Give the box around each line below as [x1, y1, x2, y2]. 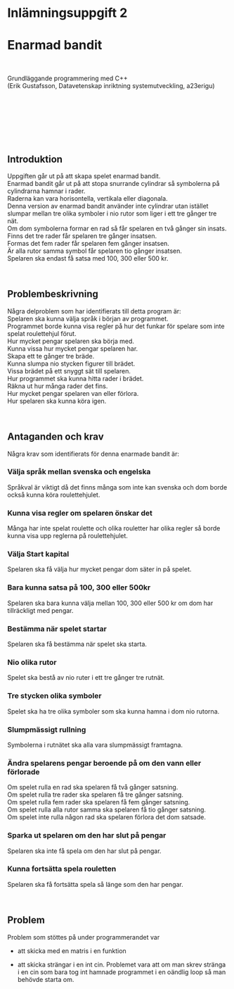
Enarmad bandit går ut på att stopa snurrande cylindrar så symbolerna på [7, 179, 220, 187]
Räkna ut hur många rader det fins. [7, 382, 108, 390]
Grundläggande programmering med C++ [7, 74, 128, 82]
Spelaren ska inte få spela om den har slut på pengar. [7, 847, 162, 855]
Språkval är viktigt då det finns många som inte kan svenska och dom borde [7, 483, 228, 491]
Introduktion [7, 153, 63, 165]
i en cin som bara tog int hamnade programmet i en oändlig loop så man [17, 967, 226, 976]
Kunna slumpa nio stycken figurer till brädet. [7, 359, 136, 368]
